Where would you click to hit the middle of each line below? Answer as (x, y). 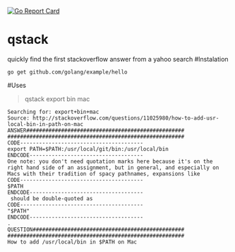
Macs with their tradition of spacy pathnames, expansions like (104, 173)
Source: (19, 118)
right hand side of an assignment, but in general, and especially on (113, 167)
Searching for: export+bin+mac (53, 112)
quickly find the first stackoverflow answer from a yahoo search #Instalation (118, 59)
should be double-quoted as (52, 198)
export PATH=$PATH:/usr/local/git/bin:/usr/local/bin (88, 149)
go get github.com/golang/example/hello (68, 72)
